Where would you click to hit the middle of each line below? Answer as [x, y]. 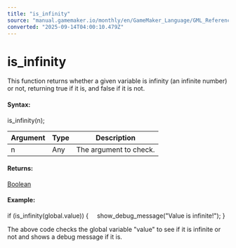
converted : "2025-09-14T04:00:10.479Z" [66, 27]
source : [19, 20]
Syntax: [19, 104]
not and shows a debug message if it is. [65, 237]
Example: [21, 200]
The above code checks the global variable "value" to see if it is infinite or [114, 229]
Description [116, 138]
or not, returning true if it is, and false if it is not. [76, 89]
